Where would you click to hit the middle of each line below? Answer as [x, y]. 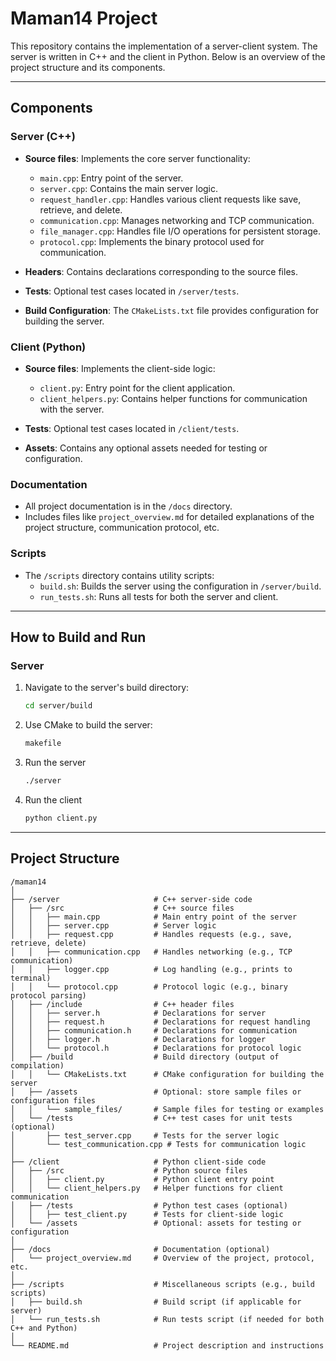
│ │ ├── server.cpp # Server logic [113, 925]
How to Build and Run [78, 637]
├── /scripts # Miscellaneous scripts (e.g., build [162, 1284]
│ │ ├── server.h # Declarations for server [138, 1013]
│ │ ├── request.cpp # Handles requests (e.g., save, [151, 934]
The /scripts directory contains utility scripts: [119, 575]
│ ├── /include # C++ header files [122, 1004]
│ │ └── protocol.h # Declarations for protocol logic [156, 1048]
